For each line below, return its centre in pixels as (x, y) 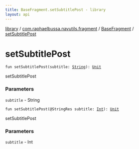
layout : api (17, 14)
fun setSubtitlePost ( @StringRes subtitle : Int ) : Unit (62, 109)
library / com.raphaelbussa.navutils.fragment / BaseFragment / (69, 28)
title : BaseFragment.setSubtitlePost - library (56, 10)
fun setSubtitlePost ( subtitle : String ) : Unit (53, 67)
